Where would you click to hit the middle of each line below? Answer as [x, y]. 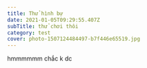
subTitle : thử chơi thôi [43, 26]
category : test [29, 33]
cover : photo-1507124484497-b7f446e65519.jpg [73, 39]
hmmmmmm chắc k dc [40, 58]
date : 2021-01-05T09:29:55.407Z [53, 20]
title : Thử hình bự [35, 13]
